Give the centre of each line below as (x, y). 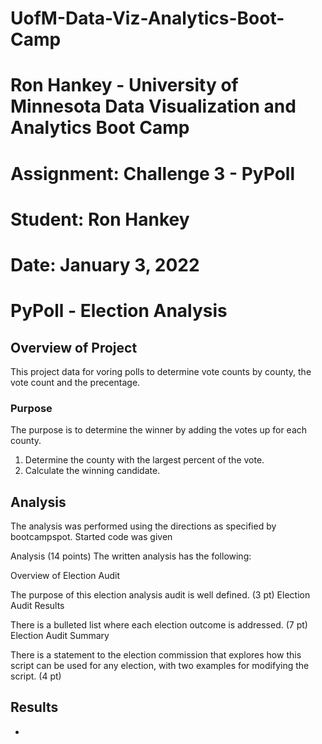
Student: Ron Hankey (100, 219)
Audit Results (37, 606)
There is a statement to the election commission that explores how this (156, 655)
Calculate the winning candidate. (92, 471)
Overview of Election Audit (65, 576)
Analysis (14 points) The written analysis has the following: (131, 556)
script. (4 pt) (36, 676)
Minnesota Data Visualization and (153, 106)
